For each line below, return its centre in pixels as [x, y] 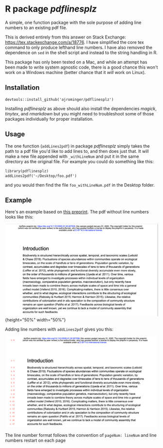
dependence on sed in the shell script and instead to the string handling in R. [81, 53]
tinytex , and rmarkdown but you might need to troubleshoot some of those [80, 113]
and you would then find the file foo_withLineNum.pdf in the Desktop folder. [80, 185]
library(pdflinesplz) [27, 171]
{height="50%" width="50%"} [36, 320]
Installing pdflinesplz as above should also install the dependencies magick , [81, 109]
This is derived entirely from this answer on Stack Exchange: [65, 37]
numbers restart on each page [35, 440]
